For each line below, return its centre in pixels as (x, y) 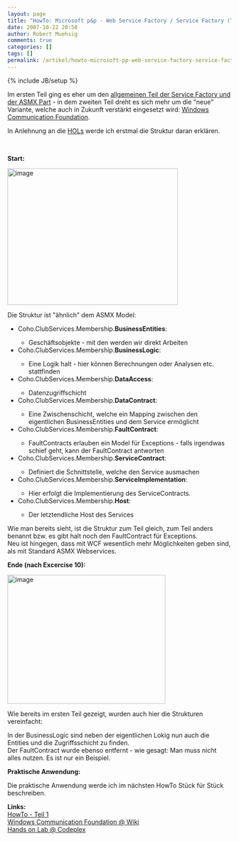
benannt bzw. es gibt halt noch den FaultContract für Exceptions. (102, 536)
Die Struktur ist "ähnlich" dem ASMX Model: (72, 314)
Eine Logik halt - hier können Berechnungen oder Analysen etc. (121, 364)
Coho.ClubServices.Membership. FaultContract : (88, 429)
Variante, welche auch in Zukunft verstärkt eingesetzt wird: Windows (108, 109)
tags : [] (20, 54)
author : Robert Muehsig (43, 34)
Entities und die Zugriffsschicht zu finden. (69, 742)
